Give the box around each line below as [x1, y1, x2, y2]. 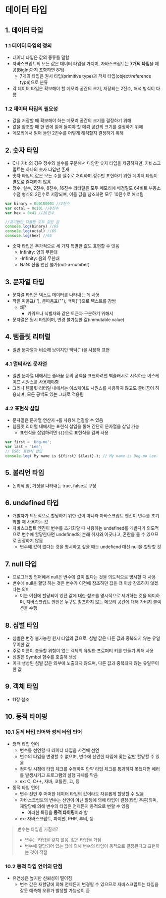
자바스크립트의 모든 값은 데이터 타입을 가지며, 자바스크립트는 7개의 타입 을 [12, 60, 154, 66]
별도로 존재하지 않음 [12, 179, 51, 185]
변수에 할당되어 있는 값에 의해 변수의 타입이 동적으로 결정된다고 [24, 843, 147, 849]
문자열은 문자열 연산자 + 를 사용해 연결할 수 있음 [12, 417, 104, 423]
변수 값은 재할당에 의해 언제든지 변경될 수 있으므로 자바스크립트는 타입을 [19, 881, 159, 887]
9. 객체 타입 [5, 682, 39, 691]
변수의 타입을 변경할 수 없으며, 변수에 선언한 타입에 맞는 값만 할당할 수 [19, 753, 155, 759]
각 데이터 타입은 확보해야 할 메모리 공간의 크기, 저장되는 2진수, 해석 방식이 [12, 85, 155, 91]
